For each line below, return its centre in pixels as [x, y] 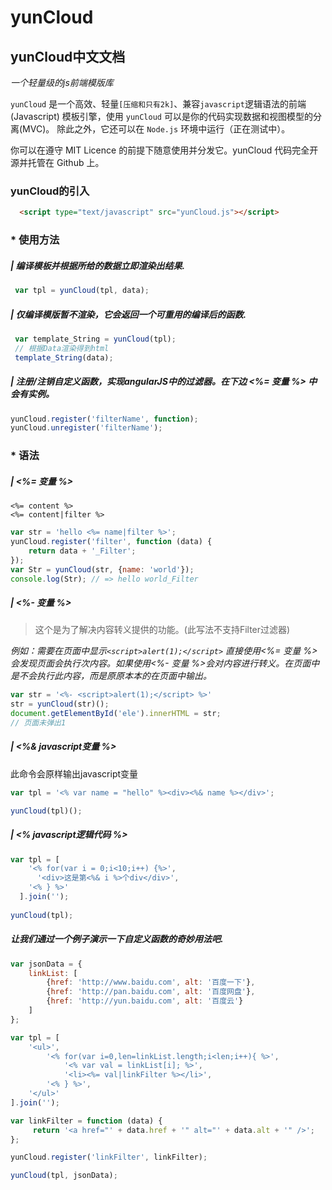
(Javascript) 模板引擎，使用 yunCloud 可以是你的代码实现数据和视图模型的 [161, 116]
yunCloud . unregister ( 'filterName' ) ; [86, 428]
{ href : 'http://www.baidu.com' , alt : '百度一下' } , [151, 982]
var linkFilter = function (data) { [86, 1121]
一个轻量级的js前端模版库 [62, 82]
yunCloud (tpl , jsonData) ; [64, 1176]
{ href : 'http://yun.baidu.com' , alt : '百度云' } [145, 1001]
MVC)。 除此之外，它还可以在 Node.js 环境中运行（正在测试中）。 [156, 129]
